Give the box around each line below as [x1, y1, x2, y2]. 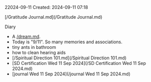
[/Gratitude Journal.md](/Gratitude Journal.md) [5, 14, 103, 20]
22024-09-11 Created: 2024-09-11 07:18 [5, 5, 89, 10]
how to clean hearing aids [12, 50, 66, 55]
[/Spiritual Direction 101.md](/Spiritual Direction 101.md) [12, 55, 127, 61]
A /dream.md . [12, 34, 41, 39]
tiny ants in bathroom [12, 44, 56, 50]
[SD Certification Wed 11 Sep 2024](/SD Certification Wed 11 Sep [12, 60, 146, 66]
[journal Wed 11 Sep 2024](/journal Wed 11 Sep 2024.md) [12, 71, 131, 77]
